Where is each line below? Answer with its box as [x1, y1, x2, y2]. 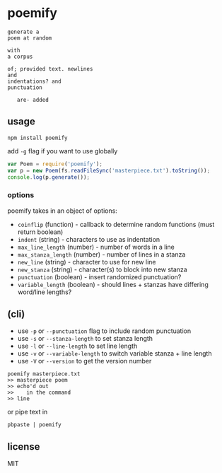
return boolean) [17, 228, 64, 236]
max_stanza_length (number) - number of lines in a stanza [17, 250, 186, 259]
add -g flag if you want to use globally [7, 146, 118, 155]
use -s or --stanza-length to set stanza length [17, 334, 153, 343]
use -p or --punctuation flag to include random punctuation [17, 327, 192, 335]
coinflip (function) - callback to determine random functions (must [17, 220, 215, 228]
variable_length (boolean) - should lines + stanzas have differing [17, 280, 209, 288]
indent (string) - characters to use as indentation [17, 235, 160, 243]
